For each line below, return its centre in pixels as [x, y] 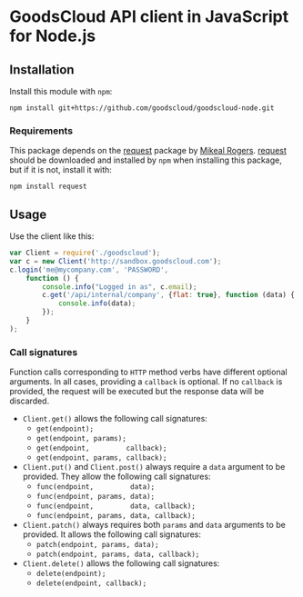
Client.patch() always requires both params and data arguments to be [154, 525]
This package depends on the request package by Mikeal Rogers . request [148, 151]
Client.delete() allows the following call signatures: [121, 563]
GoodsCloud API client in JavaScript [149, 17]
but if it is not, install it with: [61, 170]
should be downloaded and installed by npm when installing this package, [146, 160]
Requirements [41, 131]
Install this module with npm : [61, 91]
